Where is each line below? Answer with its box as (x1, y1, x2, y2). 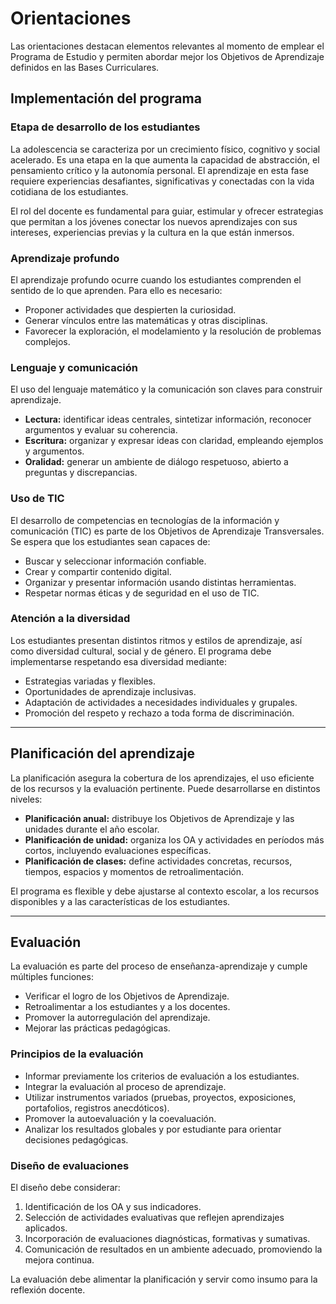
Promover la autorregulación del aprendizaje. (24, 1012, 211, 1024)
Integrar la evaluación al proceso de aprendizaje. (24, 1080, 227, 1092)
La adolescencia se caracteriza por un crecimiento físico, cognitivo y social (10, 143, 321, 155)
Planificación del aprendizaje (10, 745, 196, 762)
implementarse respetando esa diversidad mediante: (10, 655, 227, 667)
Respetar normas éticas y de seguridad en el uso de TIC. (24, 587, 260, 599)
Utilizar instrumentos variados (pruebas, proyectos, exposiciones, (24, 1091, 297, 1103)
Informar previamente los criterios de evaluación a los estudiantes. (24, 1070, 300, 1082)
